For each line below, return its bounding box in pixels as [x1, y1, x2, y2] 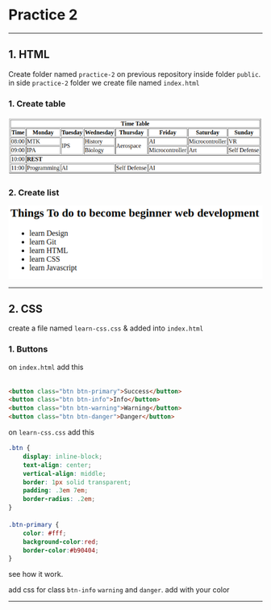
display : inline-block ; [23, 452, 103, 461]
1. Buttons [8, 343, 48, 355]
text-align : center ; [23, 461, 92, 469]
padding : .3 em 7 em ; [23, 486, 89, 494]
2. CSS [8, 301, 43, 316]
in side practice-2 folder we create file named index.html [8, 78, 200, 87]
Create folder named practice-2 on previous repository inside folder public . [8, 69, 261, 78]
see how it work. [8, 570, 64, 579]
